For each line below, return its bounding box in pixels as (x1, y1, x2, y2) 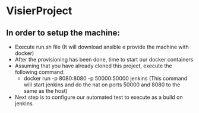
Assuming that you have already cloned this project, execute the (14, 62, 172, 69)
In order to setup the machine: (6, 28, 121, 38)
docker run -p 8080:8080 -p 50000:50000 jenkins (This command (23, 75, 188, 82)
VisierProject (6, 4, 72, 18)
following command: (14, 69, 65, 75)
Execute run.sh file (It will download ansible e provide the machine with (14, 43, 189, 50)
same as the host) (23, 88, 68, 94)
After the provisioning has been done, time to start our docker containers (14, 56, 194, 63)
